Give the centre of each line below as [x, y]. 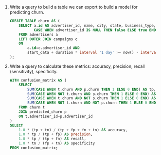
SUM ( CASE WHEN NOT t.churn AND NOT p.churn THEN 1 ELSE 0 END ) [93, 103]
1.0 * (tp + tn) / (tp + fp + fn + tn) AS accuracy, [73, 130]
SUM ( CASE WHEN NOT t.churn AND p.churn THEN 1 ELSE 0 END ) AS [92, 94]
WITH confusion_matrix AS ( [38, 80]
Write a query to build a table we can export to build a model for [73, 7]
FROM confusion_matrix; [34, 148]
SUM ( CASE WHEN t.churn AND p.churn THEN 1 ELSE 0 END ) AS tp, [92, 89]
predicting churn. [27, 12]
